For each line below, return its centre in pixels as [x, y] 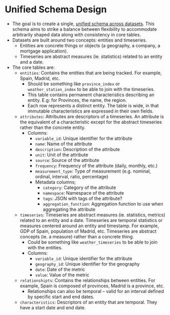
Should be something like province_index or [74, 84]
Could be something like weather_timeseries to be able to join [92, 242]
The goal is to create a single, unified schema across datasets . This [83, 24]
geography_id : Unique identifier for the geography [88, 264]
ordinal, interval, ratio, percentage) [72, 176]
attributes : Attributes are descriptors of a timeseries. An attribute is [92, 116]
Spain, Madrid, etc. [40, 78]
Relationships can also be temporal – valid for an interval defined [96, 291]
